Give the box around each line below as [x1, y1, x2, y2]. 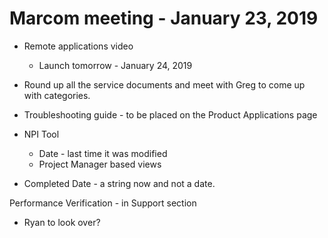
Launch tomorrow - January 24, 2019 [38, 59, 193, 71]
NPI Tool [23, 128, 60, 140]
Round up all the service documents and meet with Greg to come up [23, 78, 306, 91]
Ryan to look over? [23, 216, 101, 228]
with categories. [23, 89, 91, 101]
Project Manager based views [38, 158, 162, 170]
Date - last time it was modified [38, 147, 168, 159]
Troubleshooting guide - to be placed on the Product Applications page [23, 108, 318, 121]
